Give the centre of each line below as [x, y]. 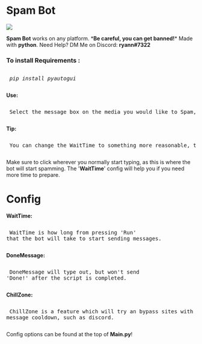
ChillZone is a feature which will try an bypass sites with [101, 312]
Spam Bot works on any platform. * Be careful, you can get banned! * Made [100, 38]
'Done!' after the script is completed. [67, 278]
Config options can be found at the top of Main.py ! [69, 334]
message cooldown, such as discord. [60, 318]
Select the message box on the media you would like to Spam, [103, 112]
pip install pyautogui [43, 78]
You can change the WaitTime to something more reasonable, [100, 146]
